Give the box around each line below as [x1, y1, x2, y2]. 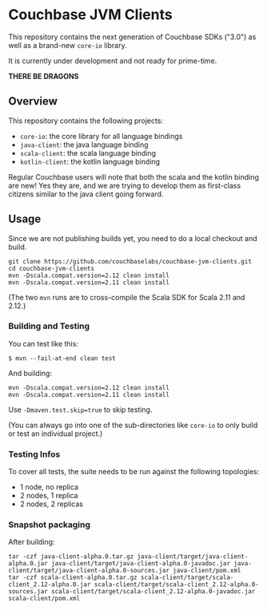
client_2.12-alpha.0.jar [8, 580, 91, 588]
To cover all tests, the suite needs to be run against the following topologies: [8, 467, 260, 477]
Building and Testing [8, 321, 90, 332]
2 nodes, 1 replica [19, 491, 78, 501]
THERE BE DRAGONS [8, 71, 79, 81]
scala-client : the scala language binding [19, 148, 157, 157]
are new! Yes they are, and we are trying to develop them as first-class [8, 180, 241, 190]
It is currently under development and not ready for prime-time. [8, 56, 217, 65]
